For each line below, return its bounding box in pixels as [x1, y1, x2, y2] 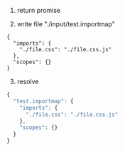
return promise [16, 6, 61, 14]
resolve [16, 78, 39, 85]
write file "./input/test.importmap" [16, 20, 115, 28]
